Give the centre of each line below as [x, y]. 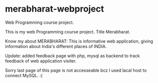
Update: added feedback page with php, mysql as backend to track [72, 56]
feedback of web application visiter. [41, 61]
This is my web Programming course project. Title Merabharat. [68, 32]
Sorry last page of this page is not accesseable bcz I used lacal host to [76, 70]
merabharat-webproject [55, 9]
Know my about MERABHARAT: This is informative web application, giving [79, 41]
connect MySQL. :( [24, 75]
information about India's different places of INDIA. [56, 46]
